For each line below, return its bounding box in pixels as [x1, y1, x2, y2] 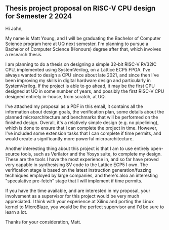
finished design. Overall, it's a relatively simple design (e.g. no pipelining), [5, 119, 159, 126]
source [5, 150, 20, 157]
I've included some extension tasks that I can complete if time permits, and [5, 130, 162, 136]
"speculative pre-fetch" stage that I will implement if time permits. [5, 177, 143, 184]
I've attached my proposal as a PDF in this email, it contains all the [5, 103, 143, 109]
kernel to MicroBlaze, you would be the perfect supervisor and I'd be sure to [5, 204, 164, 210]
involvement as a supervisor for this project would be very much [5, 193, 140, 199]
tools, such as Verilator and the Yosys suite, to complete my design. [21, 150, 162, 157]
